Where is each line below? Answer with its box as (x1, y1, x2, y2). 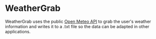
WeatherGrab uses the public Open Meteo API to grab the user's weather (5, 19, 151, 24)
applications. (5, 29, 31, 34)
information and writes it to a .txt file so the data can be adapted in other (5, 23, 150, 29)
